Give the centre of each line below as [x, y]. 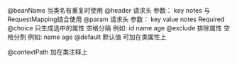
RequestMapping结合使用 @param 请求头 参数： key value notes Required [116, 19]
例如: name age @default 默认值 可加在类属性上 [97, 37]
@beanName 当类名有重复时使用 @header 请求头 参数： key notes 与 [109, 10]
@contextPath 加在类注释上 [48, 52]
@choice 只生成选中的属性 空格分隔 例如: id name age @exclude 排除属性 [115, 28]
